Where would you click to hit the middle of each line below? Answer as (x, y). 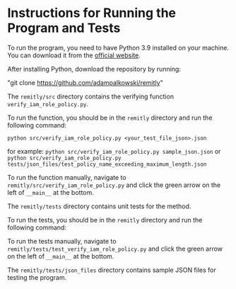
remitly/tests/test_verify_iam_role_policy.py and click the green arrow (115, 249)
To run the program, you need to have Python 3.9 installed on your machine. (118, 47)
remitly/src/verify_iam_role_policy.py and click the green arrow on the (114, 185)
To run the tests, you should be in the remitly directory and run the (105, 220)
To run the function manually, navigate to (67, 177)
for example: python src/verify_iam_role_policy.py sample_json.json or (114, 151)
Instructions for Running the (92, 13)
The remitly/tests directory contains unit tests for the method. (99, 206)
